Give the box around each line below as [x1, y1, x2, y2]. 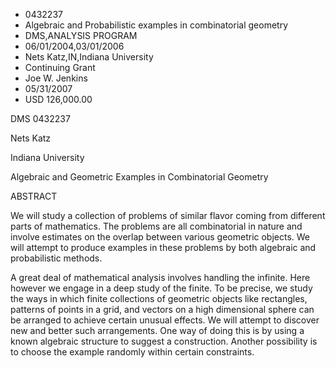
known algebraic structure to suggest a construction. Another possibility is [10, 335, 318, 347]
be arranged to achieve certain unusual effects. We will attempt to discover [10, 314, 320, 326]
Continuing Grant [24, 62, 96, 73]
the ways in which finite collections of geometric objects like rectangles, [10, 293, 308, 304]
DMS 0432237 [10, 113, 71, 124]
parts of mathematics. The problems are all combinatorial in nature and [10, 220, 303, 232]
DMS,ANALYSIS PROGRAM [24, 30, 138, 41]
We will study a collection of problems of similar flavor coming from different [10, 210, 326, 221]
